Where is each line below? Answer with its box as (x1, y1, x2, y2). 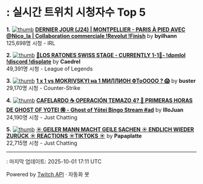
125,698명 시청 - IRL (6, 39, 56, 46)
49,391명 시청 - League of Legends (6, 65, 93, 72)
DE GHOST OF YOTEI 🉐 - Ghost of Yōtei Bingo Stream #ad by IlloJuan (6, 106, 184, 113)
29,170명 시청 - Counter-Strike (6, 84, 80, 91)
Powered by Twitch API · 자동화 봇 (6, 170, 89, 178)
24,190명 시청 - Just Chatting (6, 113, 77, 121)
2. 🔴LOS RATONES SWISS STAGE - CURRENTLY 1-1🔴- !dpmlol (6, 51, 186, 59)
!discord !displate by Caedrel (6, 58, 80, 65)
